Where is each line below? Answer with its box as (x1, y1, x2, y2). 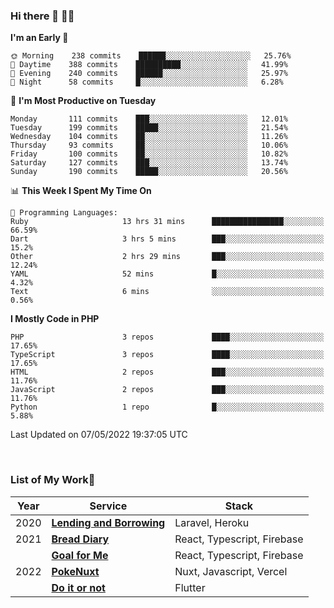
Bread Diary (51, 532, 110, 546)
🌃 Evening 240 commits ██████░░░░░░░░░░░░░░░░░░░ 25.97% (10, 69, 288, 79)
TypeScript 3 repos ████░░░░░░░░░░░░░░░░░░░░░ (10, 350, 325, 360)
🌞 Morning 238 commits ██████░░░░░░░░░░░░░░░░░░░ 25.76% (10, 51, 292, 61)
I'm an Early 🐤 (10, 32, 69, 44)
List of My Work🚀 (10, 473, 96, 487)
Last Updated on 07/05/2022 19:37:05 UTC (10, 429, 188, 441)
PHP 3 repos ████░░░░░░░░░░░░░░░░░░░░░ (10, 332, 325, 343)
